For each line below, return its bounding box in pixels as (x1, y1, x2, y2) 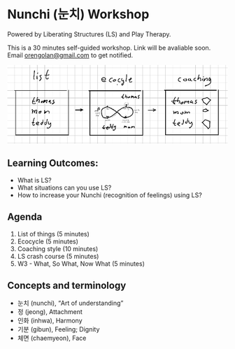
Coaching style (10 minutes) (17, 244, 99, 252)
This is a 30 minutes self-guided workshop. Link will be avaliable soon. (7, 43, 211, 52)
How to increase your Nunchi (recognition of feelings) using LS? (17, 190, 203, 199)
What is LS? (17, 176, 52, 184)
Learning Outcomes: (7, 157, 99, 169)
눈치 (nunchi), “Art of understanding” (17, 299, 124, 308)
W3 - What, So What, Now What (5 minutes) (17, 259, 145, 268)
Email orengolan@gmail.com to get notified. (7, 50, 134, 59)
